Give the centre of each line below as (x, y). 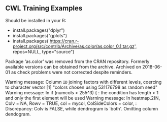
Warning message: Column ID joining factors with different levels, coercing (83, 82)
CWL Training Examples (44, 8)
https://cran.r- (64, 41)
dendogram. (18, 114)
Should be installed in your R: (36, 20)
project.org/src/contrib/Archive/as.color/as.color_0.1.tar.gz (74, 46)
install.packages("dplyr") (39, 30)
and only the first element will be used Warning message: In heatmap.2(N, (83, 98)
